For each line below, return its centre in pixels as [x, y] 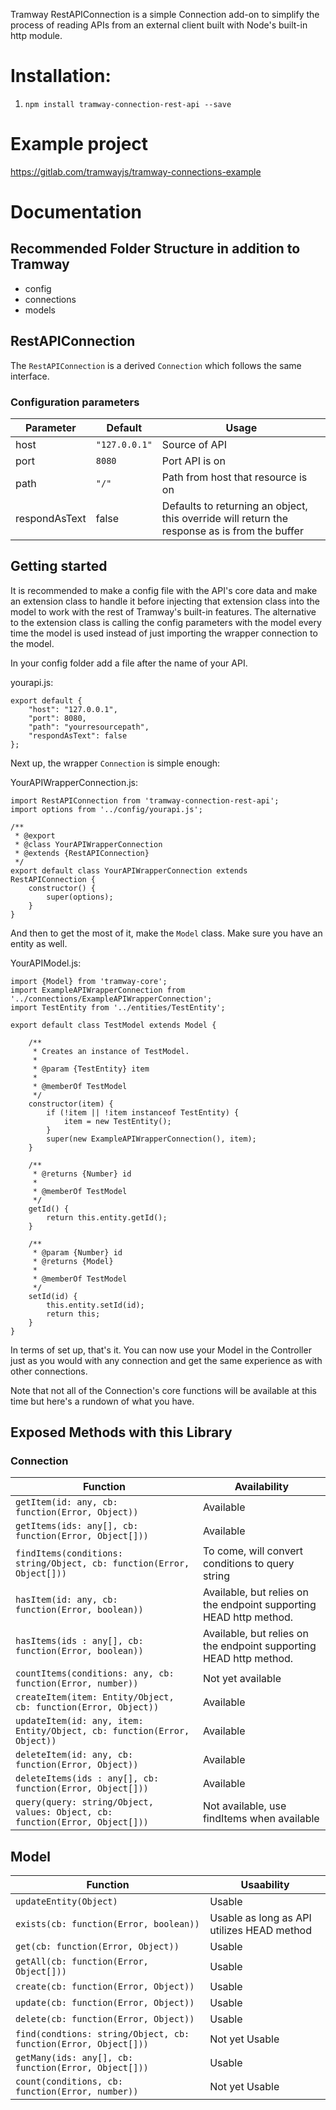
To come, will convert [253, 1551]
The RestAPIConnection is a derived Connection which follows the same [156, 365]
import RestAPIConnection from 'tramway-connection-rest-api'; [145, 800]
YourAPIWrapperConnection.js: [74, 782]
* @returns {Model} [73, 1261]
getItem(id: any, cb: [66, 1502]
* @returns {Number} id [82, 1174]
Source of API [194, 444]
